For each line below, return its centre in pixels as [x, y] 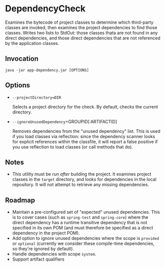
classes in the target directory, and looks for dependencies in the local [84, 179]
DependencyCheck [45, 9]
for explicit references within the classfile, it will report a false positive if [85, 142]
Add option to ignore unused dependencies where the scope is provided [85, 238]
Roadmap [20, 200]
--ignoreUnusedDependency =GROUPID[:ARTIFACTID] [65, 121]
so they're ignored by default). [43, 249]
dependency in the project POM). [46, 233]
